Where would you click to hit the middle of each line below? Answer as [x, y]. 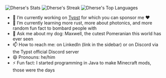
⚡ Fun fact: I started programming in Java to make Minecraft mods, [82, 63]
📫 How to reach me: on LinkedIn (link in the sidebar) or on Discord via [85, 45]
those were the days [34, 70]
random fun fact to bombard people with [55, 28]
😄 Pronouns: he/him [34, 57]
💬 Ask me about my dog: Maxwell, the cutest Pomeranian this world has [87, 33]
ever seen [23, 39]
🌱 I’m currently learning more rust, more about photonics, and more [82, 23]
